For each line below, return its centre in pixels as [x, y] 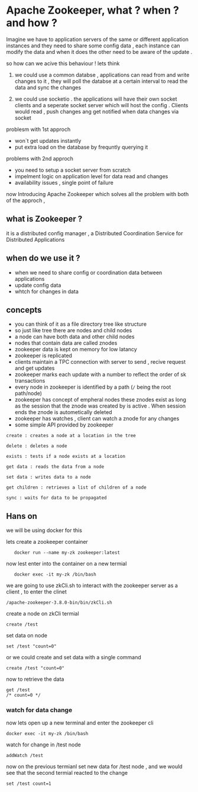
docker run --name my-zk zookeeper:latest [67, 553]
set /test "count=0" [32, 646]
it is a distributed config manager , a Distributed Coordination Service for [95, 233]
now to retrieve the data [35, 679]
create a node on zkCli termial [43, 614]
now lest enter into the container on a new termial [66, 564]
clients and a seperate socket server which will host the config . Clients [101, 105]
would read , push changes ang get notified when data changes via [97, 111]
